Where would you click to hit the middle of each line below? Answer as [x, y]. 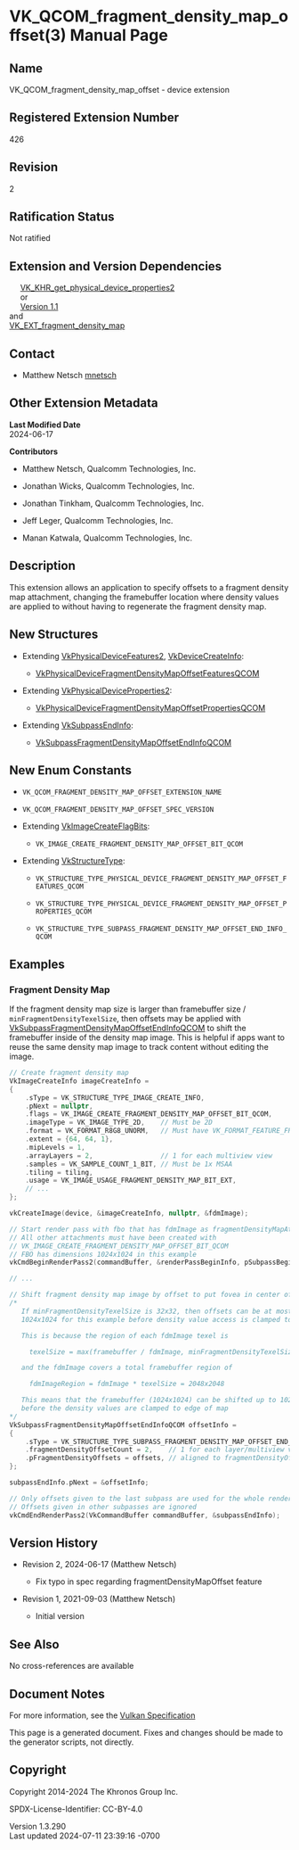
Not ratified [30, 238]
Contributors [34, 451]
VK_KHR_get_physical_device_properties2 [97, 288]
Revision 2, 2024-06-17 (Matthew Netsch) [99, 1565]
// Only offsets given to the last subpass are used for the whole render [151, 1499]
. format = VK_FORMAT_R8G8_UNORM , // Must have [117, 1131]
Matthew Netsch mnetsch [69, 376]
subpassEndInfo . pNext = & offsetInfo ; [79, 1482]
